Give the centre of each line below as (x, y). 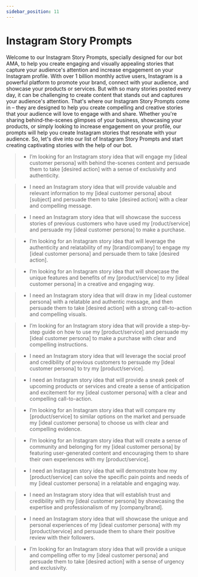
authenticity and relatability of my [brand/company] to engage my (110, 247)
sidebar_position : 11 (33, 12)
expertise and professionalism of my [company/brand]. (96, 507)
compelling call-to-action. (61, 399)
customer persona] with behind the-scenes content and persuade (110, 162)
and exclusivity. (48, 568)
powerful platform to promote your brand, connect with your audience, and (98, 82)
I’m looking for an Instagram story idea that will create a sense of (108, 440)
